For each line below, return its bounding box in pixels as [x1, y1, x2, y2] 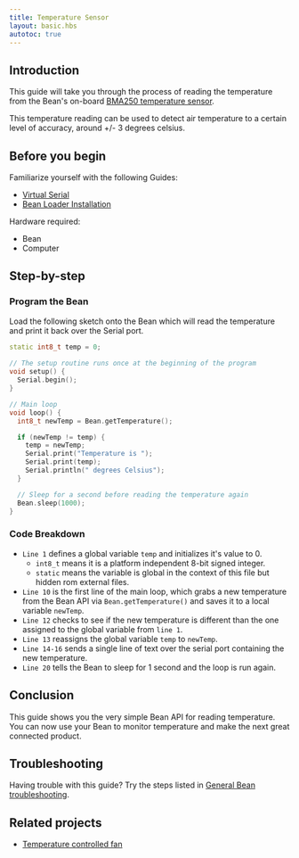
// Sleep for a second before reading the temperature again [17, 490, 249, 499]
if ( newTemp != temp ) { [17, 433, 105, 441]
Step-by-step [9, 268, 86, 284]
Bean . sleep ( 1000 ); [17, 499, 86, 507]
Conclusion [9, 688, 75, 703]
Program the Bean [9, 295, 89, 308]
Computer [21, 243, 60, 253]
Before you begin [9, 148, 107, 163]
